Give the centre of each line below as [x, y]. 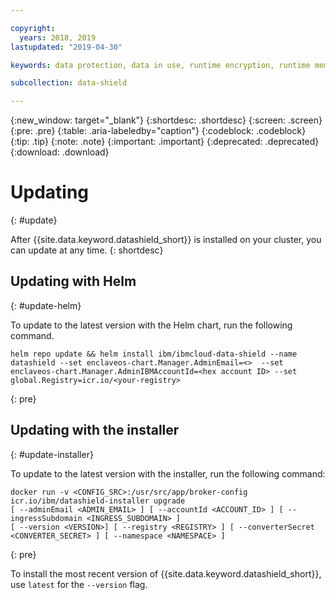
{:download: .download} [60, 152]
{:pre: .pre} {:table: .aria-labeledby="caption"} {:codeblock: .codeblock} [158, 131]
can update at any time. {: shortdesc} [87, 250]
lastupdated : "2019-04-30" [66, 47]
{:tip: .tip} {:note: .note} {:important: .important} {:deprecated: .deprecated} [165, 142]
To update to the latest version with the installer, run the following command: [168, 473]
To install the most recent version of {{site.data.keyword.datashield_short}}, [166, 573]
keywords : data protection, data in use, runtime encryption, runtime [160, 65]
